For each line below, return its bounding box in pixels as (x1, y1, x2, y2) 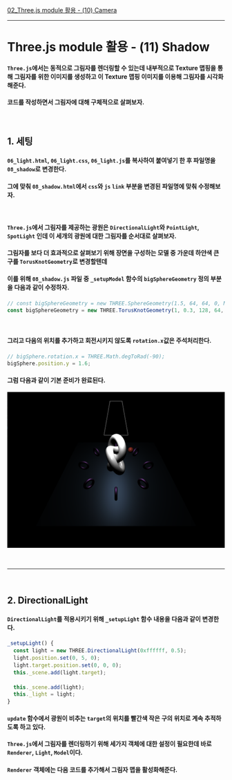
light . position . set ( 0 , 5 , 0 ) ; (13, 655, 100, 662)
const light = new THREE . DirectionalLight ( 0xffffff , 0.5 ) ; (13, 647, 187, 654)
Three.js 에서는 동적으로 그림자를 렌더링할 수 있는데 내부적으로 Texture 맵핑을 (7, 64, 216, 72)
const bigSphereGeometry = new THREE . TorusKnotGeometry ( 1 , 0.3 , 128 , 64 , (7, 307, 224, 314)
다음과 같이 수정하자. (14, 283, 70, 292)
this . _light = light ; (13, 691, 76, 698)
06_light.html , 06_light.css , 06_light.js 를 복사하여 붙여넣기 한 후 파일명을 (7, 156, 216, 164)
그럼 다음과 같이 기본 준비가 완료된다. (7, 376, 106, 384)
